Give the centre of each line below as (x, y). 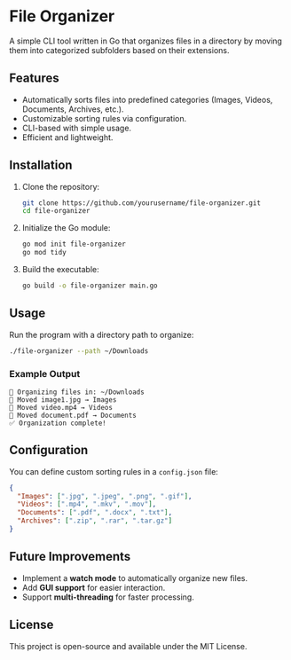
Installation (41, 165)
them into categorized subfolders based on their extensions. (119, 50)
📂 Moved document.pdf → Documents (73, 415)
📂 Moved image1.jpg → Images (63, 400)
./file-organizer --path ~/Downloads (79, 351)
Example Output (45, 373)
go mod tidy (44, 253)
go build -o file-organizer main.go (90, 286)
